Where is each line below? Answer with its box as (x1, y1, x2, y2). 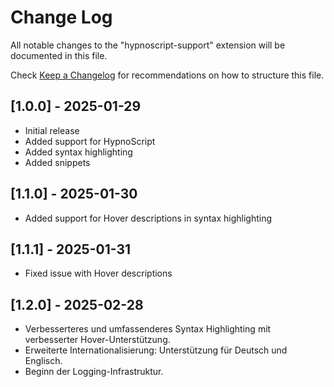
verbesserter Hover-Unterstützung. (24, 334, 171, 346)
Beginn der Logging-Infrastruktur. (24, 366, 164, 378)
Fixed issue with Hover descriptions (24, 267, 173, 280)
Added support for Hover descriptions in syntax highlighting (24, 212, 273, 224)
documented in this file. (10, 49, 108, 61)
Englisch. (24, 355, 63, 367)
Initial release (24, 124, 80, 136)
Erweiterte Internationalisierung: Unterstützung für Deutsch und (24, 344, 288, 356)
